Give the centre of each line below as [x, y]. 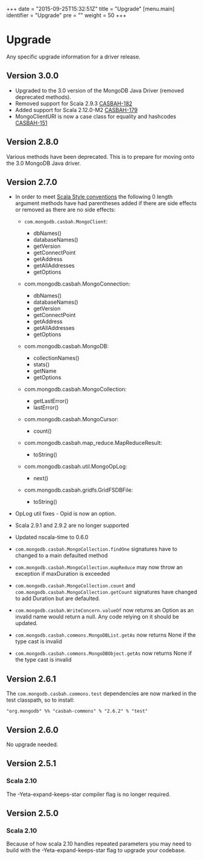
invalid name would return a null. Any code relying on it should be [97, 617]
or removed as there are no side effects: [65, 210]
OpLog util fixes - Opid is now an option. [66, 514]
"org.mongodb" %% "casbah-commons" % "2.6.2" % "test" [77, 711]
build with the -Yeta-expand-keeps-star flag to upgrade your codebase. [96, 850]
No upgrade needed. [33, 744]
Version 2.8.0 [33, 142]
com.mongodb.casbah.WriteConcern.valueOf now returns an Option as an [105, 610]
